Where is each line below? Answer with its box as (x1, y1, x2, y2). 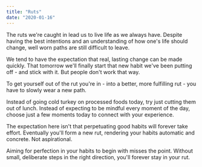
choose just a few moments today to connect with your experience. (6, 111, 174, 118)
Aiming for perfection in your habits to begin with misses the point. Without (6, 147, 194, 154)
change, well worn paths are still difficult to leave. (6, 43, 130, 51)
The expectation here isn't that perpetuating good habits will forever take (6, 122, 189, 130)
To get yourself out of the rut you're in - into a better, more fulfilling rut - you (6, 80, 197, 87)
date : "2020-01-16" (6, 14, 56, 20)
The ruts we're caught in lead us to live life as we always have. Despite (6, 31, 183, 38)
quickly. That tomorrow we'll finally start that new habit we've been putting (6, 61, 192, 69)
